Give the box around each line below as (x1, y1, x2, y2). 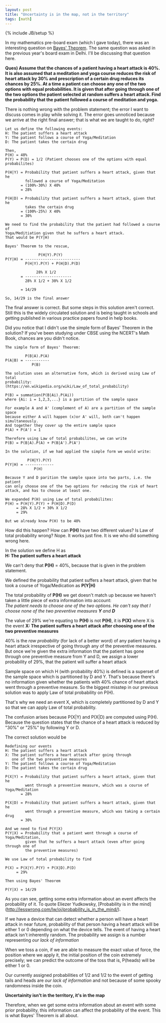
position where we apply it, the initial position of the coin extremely (5, 952, 142, 958)
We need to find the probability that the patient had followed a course (5, 222, 161, 227)
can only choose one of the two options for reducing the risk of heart (5, 484, 158, 489)
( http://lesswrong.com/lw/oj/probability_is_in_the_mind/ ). (5, 906, 121, 912)
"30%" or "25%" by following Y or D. (5, 725, 80, 731)
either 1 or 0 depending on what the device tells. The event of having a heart (5, 927, 161, 933)
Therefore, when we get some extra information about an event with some (5, 1002, 157, 1008)
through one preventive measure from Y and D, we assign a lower (5, 654, 139, 660)
